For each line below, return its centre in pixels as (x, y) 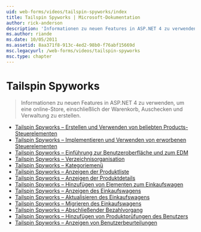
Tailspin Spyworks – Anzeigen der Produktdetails (75, 178)
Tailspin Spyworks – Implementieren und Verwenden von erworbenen (100, 140)
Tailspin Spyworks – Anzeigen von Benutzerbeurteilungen (86, 222)
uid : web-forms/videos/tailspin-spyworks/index (67, 12)
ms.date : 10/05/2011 (32, 40)
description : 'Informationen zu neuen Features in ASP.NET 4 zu (88, 28)
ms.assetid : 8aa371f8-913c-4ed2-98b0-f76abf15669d (71, 46)
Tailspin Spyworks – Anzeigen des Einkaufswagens (78, 191)
